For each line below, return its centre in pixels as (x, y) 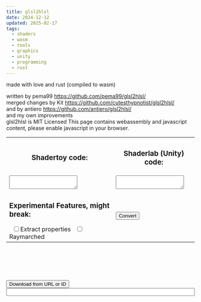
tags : (13, 29)
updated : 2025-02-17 (32, 23)
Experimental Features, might (60, 205)
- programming (29, 62)
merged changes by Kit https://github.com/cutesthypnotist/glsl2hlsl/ (90, 103)
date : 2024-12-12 (28, 17)
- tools (21, 46)
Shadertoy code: (60, 158)
